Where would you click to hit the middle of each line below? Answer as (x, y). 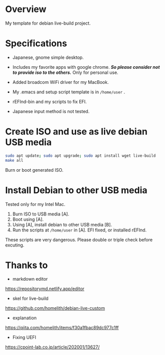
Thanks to (27, 265)
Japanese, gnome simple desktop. (48, 57)
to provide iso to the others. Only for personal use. (65, 72)
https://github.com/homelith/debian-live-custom (55, 308)
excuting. (15, 245)
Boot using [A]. (28, 219)
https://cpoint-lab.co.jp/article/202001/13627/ (52, 347)
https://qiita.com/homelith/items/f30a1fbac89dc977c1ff (62, 328)
